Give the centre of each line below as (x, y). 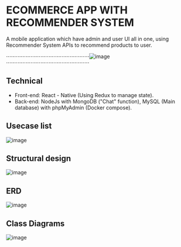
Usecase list (29, 126)
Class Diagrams (35, 223)
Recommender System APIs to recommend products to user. (79, 45)
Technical (24, 81)
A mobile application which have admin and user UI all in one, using (88, 39)
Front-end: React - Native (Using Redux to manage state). (84, 95)
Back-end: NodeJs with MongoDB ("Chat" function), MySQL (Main (95, 101)
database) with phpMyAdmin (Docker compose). (73, 107)
